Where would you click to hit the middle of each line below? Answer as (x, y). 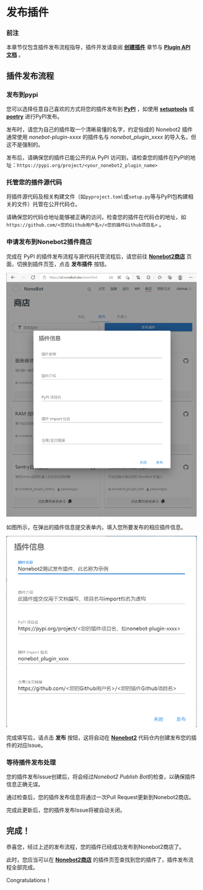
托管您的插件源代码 (34, 183)
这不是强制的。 (25, 145)
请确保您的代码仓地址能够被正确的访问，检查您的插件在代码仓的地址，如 (96, 217)
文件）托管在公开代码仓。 (48, 204)
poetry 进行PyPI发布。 (34, 116)
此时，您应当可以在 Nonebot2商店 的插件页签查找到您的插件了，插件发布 (97, 860)
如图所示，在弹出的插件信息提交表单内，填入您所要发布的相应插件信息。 (96, 527)
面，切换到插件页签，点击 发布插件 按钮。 (58, 264)
